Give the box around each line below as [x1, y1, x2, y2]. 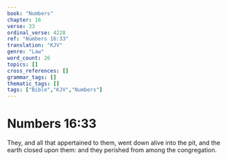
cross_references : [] [7, 67, 69, 74]
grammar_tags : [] [7, 73, 57, 81]
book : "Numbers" [7, 10, 53, 17]
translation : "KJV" [7, 42, 63, 49]
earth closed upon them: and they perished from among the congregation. [7, 146, 217, 154]
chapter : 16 [7, 16, 41, 23]
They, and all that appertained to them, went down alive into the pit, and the [7, 138, 221, 147]
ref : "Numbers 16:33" [7, 36, 69, 42]
